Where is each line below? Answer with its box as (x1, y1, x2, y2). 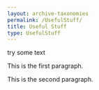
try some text (7, 48, 45, 57)
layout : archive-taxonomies (7, 10, 89, 17)
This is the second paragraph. (7, 75, 93, 84)
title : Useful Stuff (7, 23, 68, 30)
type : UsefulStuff (7, 29, 61, 37)
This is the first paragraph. (7, 62, 84, 70)
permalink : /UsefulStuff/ (7, 17, 82, 24)
